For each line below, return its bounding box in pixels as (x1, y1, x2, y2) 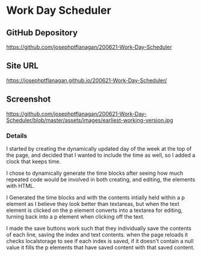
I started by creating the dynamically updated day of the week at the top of (6, 145, 192, 152)
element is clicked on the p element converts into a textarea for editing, (6, 207, 183, 214)
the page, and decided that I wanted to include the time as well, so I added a (6, 151, 196, 159)
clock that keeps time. (6, 157, 61, 165)
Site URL (6, 61, 39, 71)
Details (6, 132, 28, 140)
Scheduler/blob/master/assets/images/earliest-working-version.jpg (6, 116, 173, 124)
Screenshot (6, 94, 51, 104)
